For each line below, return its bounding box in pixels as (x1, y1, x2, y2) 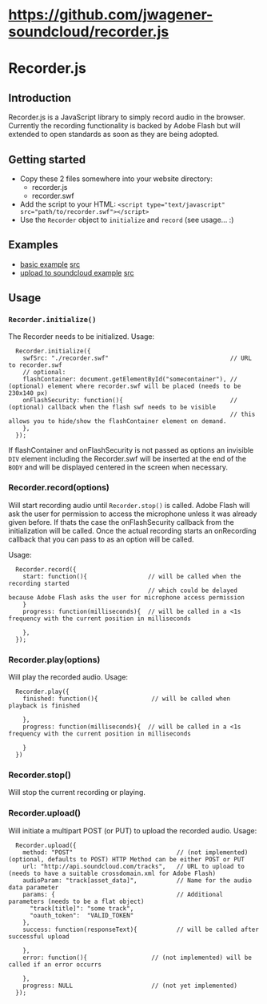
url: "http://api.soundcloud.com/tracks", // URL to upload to (22, 862, 245, 870)
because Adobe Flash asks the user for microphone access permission (8, 593, 245, 602)
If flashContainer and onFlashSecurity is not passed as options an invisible (8, 445, 254, 454)
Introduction (8, 91, 72, 105)
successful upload (8, 932, 70, 941)
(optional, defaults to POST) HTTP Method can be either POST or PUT (8, 855, 245, 863)
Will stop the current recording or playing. (8, 788, 146, 797)
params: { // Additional (22, 890, 224, 898)
